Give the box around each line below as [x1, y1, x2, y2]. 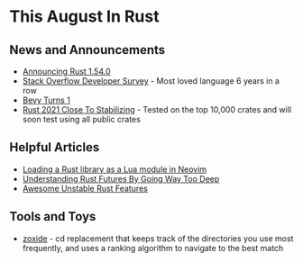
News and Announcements [9, 42, 166, 58]
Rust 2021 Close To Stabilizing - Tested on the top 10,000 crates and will [22, 104, 291, 114]
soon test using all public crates [22, 114, 142, 124]
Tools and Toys [9, 209, 96, 224]
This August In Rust [9, 6, 160, 27]
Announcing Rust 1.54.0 [22, 66, 111, 77]
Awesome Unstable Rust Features [22, 183, 149, 194]
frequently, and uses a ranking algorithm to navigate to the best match [22, 242, 284, 253]
